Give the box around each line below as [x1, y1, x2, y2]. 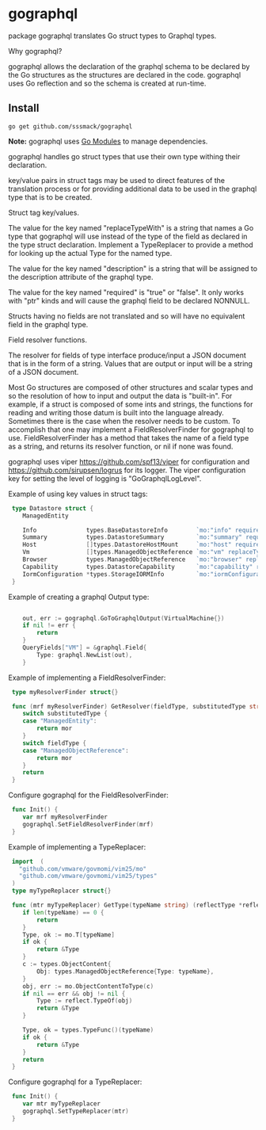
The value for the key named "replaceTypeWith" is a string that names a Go [8, 223, 254, 232]
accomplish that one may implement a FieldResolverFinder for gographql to [8, 425, 254, 434]
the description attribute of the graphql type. [8, 272, 154, 281]
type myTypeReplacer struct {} [11, 887, 112, 895]
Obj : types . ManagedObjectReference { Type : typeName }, [36, 968, 215, 975]
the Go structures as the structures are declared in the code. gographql [8, 70, 241, 79]
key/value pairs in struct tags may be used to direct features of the [8, 175, 226, 185]
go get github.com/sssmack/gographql [8, 122, 133, 131]
